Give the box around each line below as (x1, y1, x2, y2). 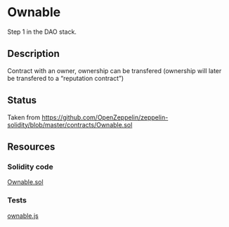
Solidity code (7, 162, 54, 171)
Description (7, 48, 60, 60)
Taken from (7, 113, 41, 122)
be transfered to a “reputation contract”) (7, 74, 124, 82)
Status (7, 94, 37, 106)
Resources (7, 141, 55, 153)
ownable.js (7, 212, 39, 220)
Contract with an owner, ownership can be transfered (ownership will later (7, 66, 222, 74)
